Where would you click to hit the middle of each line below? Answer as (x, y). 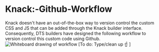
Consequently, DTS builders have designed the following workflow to (76, 33)
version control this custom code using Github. (53, 39)
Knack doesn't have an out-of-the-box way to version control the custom (80, 23)
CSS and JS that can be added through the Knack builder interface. (74, 28)
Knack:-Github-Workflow (59, 9)
